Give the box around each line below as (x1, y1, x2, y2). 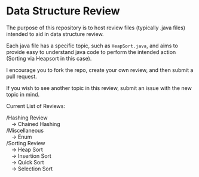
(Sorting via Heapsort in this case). (6, 55, 92, 62)
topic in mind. (6, 91, 40, 98)
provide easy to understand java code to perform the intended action (6, 48, 176, 55)
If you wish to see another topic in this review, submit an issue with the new (6, 84, 192, 91)
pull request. (6, 73, 37, 80)
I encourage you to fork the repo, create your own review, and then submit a (6, 66, 194, 73)
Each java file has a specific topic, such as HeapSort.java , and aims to (6, 42, 178, 49)
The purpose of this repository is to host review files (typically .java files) (6, 24, 186, 31)
